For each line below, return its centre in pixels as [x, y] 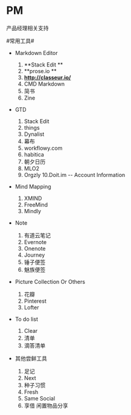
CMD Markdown [44, 84]
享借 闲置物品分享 [46, 405]
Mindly [32, 211]
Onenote [35, 248]
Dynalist [34, 134]
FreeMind [36, 204]
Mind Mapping [33, 186]
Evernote [35, 242]
